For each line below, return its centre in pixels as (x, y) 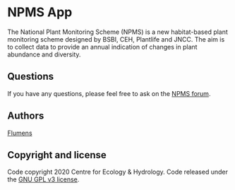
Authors (26, 116)
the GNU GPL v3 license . (43, 179)
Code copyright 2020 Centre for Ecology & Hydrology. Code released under (117, 172)
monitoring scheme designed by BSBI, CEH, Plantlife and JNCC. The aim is (116, 39)
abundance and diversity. (44, 54)
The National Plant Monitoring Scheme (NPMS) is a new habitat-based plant (117, 32)
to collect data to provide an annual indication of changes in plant (102, 47)
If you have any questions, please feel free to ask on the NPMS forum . (109, 93)
